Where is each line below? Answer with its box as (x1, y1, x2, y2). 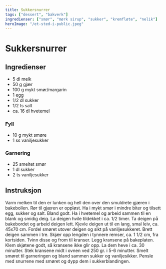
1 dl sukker (12, 166, 35, 172)
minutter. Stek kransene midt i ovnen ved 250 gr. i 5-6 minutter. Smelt (5, 247, 148, 253)
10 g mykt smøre (12, 132, 47, 138)
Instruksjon (5, 186, 41, 195)
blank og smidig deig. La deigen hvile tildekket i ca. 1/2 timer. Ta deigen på (5, 215, 158, 221)
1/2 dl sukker (12, 97, 39, 103)
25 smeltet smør (12, 161, 46, 167)
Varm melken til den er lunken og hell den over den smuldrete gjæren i (5, 199, 150, 205)
